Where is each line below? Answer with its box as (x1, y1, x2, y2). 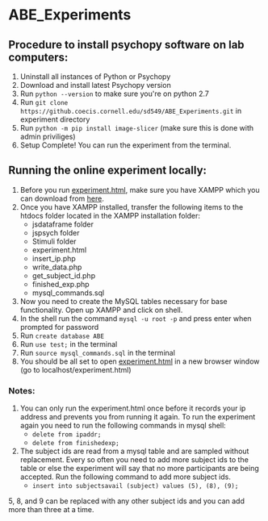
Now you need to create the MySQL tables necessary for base (19, 296, 228, 306)
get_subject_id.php (31, 270, 95, 280)
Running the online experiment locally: (8, 164, 207, 177)
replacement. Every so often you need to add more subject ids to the (19, 455, 249, 465)
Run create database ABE (19, 331, 105, 340)
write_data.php (31, 262, 82, 272)
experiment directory (19, 115, 90, 124)
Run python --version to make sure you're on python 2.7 (19, 89, 210, 98)
